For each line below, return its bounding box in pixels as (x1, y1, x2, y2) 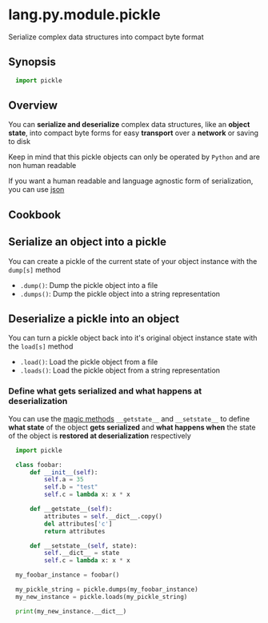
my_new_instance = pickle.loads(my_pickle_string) (15, 593, 188, 601)
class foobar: (15, 461, 62, 469)
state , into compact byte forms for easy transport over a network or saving (8, 128, 258, 138)
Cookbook (8, 208, 62, 222)
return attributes (43, 527, 106, 535)
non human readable (8, 161, 77, 170)
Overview (8, 98, 58, 113)
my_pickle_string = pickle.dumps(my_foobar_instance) (15, 585, 198, 593)
